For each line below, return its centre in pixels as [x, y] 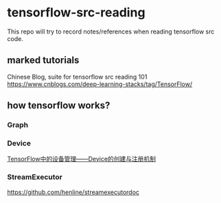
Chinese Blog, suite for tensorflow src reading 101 [77, 77]
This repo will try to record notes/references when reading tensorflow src [111, 31]
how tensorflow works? [59, 106]
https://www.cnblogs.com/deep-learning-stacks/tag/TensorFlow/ [100, 84]
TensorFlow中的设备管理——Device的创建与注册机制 [82, 159]
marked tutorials [43, 60]
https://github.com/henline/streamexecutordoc [73, 192]
